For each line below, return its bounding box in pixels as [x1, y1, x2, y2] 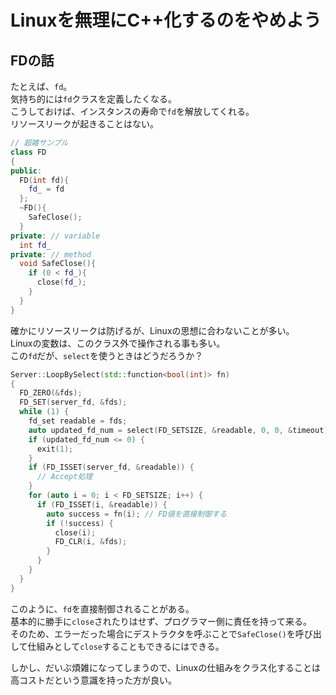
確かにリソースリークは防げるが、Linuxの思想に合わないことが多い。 [10, 324, 295, 336]
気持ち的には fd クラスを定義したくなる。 [10, 93, 178, 105]
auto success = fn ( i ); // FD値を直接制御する [46, 509, 227, 519]
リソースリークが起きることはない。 [10, 118, 160, 130]
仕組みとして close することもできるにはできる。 [27, 640, 225, 652]
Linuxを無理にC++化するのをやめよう [10, 9, 322, 32]
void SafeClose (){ [19, 259, 97, 269]
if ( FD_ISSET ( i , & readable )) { [36, 499, 168, 510]
